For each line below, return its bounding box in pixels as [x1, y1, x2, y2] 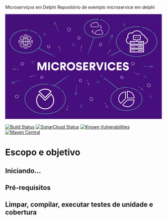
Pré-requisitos [5, 183, 51, 192]
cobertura [5, 208, 37, 217]
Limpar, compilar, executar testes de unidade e [5, 201, 153, 209]
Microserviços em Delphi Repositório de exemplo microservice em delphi [5, 4, 155, 10]
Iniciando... [5, 167, 41, 175]
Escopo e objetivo [5, 147, 81, 158]
